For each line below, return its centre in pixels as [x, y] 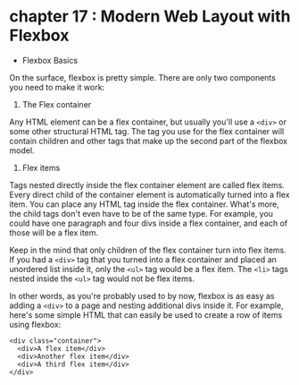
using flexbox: [35, 324]
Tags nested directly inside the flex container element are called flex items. [147, 184]
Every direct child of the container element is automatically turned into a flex [149, 194]
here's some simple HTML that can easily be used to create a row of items [146, 314]
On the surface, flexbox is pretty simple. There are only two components [143, 77]
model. [22, 150]
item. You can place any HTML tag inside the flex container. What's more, [144, 204]
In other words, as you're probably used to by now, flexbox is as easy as [142, 295]
